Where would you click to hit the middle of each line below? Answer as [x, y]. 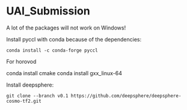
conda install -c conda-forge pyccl [52, 50]
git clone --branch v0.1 [37, 96]
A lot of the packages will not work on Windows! [66, 28]
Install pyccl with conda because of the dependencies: [74, 39]
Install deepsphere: [30, 85]
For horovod [21, 61]
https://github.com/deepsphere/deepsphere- [126, 96]
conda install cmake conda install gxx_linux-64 [64, 73]
